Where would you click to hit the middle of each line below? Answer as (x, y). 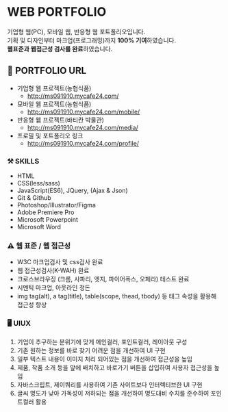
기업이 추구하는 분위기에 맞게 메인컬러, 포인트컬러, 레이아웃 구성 (102, 342)
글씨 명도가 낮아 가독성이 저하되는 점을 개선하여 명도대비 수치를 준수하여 (113, 393)
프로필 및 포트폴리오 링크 (50, 136)
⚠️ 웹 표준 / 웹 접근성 (39, 246)
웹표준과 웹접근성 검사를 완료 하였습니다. (60, 49)
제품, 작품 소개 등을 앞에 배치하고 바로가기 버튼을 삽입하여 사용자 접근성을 (115, 368)
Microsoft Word (39, 227)
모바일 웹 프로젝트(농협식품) (54, 104)
